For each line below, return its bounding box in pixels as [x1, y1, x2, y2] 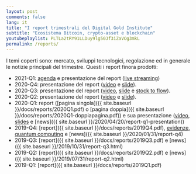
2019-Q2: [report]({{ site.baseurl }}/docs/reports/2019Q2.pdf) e [14, 149, 169, 156]
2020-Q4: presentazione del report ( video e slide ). [14, 81, 137, 88]
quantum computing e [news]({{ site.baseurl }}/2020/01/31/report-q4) [14, 130, 183, 137]
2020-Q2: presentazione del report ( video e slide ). [14, 93, 136, 100]
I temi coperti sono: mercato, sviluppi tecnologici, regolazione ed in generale [6, 57, 191, 64]
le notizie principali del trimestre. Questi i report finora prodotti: [6, 63, 158, 70]
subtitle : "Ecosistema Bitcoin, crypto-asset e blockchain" [6, 30, 156, 36]
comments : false [6, 14, 46, 20]
